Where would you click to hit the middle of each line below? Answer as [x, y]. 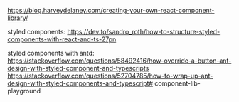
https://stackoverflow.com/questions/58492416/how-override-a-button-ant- [119, 61]
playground [24, 91]
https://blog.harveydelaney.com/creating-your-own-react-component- [111, 10]
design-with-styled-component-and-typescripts [78, 68]
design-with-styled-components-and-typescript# [80, 83]
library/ [18, 18]
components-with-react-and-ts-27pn [62, 39]
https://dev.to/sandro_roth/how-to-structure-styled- [144, 32]
